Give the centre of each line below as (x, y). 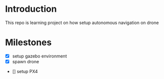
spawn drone (26, 61)
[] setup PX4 (25, 71)
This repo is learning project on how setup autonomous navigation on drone (82, 23)
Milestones (28, 42)
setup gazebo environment (40, 56)
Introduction (31, 9)
